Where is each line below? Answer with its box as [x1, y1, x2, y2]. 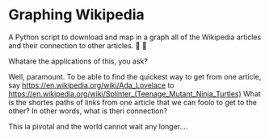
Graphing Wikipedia [8, 6, 145, 24]
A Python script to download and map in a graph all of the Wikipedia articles [8, 32, 262, 42]
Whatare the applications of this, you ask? [8, 56, 148, 66]
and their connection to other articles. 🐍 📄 [8, 40, 147, 50]
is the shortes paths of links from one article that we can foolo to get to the [8, 97, 257, 107]
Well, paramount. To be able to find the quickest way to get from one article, [8, 72, 262, 81]
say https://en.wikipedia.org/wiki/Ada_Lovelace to [8, 80, 174, 90]
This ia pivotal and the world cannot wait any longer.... [8, 121, 188, 131]
